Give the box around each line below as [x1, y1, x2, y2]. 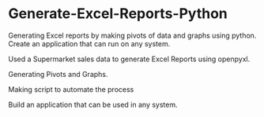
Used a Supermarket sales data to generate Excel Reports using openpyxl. [8, 54, 251, 64]
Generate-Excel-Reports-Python [8, 5, 228, 23]
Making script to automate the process [8, 84, 134, 94]
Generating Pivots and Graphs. [8, 69, 108, 79]
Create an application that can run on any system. [8, 38, 171, 48]
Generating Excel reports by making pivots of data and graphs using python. [8, 31, 257, 40]
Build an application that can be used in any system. [8, 100, 178, 109]
